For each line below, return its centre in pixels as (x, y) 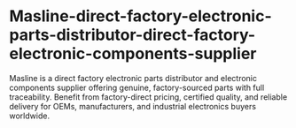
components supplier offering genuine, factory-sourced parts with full (137, 87)
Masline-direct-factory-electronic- (140, 16)
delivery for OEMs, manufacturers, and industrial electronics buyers (133, 106)
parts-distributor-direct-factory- (132, 35)
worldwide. (30, 116)
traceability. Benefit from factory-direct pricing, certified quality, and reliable (148, 97)
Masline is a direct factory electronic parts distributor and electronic (133, 78)
